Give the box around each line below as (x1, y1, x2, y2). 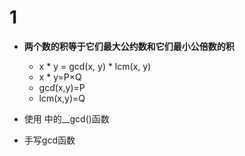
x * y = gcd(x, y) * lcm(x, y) (38, 60, 152, 72)
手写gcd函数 (23, 134, 76, 146)
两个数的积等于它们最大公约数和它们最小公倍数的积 (23, 40, 235, 52)
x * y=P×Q (38, 71, 82, 83)
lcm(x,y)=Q (38, 92, 86, 104)
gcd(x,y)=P (38, 81, 86, 93)
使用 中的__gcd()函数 (23, 112, 110, 125)
